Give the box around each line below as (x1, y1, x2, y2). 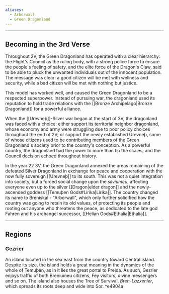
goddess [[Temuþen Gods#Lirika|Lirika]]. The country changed (27, 189, 158, 195)
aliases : (5, 7, 24, 13)
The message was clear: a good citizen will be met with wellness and (5, 75, 148, 81)
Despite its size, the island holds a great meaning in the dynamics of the (5, 262, 154, 268)
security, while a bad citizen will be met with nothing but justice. (5, 80, 138, 86)
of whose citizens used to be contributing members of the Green (5, 137, 139, 143)
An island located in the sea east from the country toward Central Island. (5, 256, 155, 262)
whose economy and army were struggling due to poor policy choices (5, 126, 150, 132)
